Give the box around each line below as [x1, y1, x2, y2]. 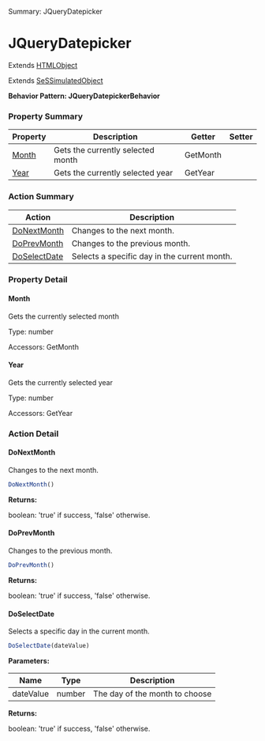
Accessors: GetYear [8, 408, 73, 418]
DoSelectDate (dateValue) [8, 642, 90, 650]
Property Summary [8, 111, 84, 122]
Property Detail [8, 274, 69, 285]
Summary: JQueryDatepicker [8, 7, 103, 16]
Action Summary [8, 191, 74, 202]
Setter [229, 131, 253, 142]
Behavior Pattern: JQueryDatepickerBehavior [8, 91, 160, 100]
